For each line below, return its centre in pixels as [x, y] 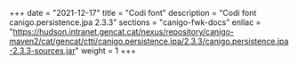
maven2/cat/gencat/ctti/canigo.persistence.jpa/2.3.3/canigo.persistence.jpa [149, 41]
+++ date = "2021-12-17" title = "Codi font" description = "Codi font [133, 13]
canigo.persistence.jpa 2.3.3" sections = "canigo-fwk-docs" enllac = [135, 22]
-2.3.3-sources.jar [42, 51]
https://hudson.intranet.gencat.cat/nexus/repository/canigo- [123, 32]
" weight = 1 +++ [105, 51]
